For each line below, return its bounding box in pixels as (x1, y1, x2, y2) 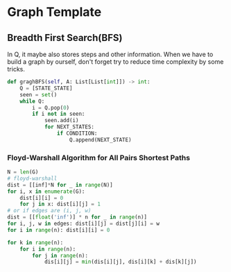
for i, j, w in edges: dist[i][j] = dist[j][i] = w (7, 220, 160, 228)
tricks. (7, 65, 26, 73)
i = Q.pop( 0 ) (32, 104, 70, 111)
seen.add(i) (44, 117, 79, 124)
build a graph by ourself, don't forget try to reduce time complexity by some (7, 58, 224, 66)
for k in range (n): (7, 239, 64, 246)
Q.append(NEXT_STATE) (69, 136, 132, 143)
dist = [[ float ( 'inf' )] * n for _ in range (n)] (7, 214, 148, 221)
